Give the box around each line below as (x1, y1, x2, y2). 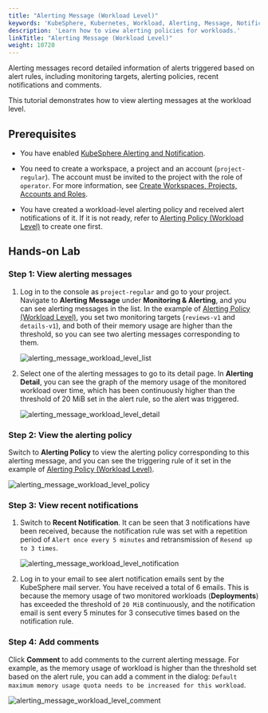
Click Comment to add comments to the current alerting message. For (8, 655, 239, 664)
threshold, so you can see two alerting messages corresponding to (19, 329, 241, 339)
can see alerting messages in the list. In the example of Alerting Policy (19, 304, 250, 313)
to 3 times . (19, 543, 58, 553)
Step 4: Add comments (8, 636, 100, 648)
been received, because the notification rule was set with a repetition (19, 526, 247, 536)
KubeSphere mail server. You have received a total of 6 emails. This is (19, 583, 250, 593)
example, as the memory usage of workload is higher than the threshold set (8, 663, 257, 672)
